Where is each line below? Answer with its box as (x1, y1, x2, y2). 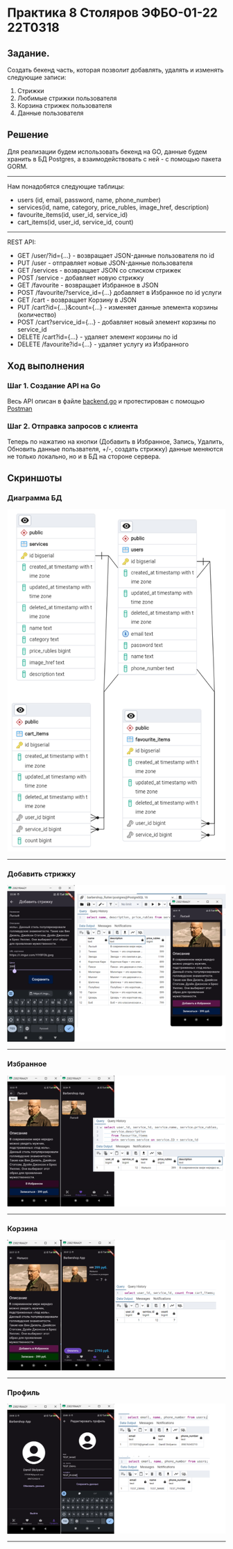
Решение (7, 129, 49, 141)
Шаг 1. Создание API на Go (7, 381, 101, 391)
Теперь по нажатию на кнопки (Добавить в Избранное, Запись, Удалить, (7, 437, 224, 446)
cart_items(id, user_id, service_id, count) (17, 218, 134, 226)
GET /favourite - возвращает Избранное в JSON (17, 280, 159, 289)
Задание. (7, 47, 50, 59)
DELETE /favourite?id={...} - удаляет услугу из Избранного (17, 339, 189, 348)
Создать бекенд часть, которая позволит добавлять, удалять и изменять (7, 66, 224, 74)
